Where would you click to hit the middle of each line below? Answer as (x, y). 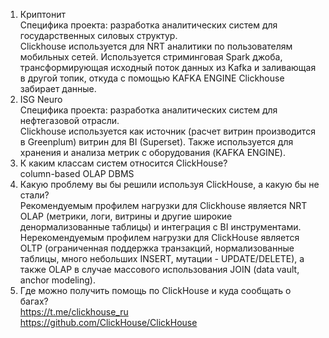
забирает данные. (58, 88)
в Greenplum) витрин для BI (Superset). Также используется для (156, 142)
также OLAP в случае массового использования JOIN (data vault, (159, 269)
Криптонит (43, 14)
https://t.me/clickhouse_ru (74, 312)
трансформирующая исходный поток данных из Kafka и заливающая (168, 67)
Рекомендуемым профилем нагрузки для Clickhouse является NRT (163, 205)
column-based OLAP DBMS (77, 173)
